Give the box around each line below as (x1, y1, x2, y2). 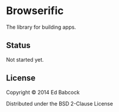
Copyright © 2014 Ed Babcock (6, 89, 80, 96)
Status (6, 40, 31, 50)
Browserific (6, 4, 64, 18)
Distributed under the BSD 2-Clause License (6, 100, 113, 107)
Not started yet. (6, 56, 44, 63)
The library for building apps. (6, 23, 76, 30)
